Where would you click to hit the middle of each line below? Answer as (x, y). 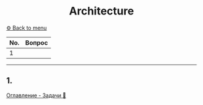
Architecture (101, 11)
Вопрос (37, 42)
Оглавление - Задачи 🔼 (36, 95)
